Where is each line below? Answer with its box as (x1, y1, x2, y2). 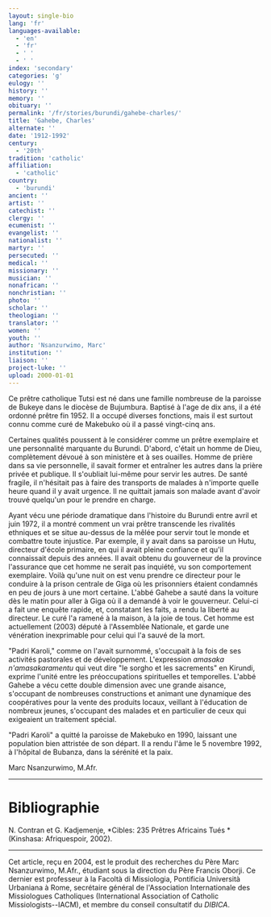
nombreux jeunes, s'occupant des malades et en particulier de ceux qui (8, 706, 247, 716)
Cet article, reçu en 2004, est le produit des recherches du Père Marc (8, 857, 240, 866)
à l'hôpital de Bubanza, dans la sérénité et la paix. (8, 747, 173, 757)
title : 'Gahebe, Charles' (8, 117, 95, 125)
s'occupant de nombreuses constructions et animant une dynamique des (8, 688, 252, 698)
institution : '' (8, 349, 63, 357)
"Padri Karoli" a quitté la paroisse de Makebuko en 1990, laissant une (8, 730, 238, 740)
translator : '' (8, 319, 60, 327)
